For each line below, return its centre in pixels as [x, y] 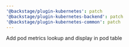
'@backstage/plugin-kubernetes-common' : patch [63, 22]
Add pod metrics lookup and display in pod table [64, 38]
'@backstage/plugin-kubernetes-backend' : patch [65, 17]
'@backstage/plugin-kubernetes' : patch [54, 11]
